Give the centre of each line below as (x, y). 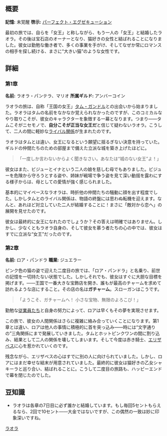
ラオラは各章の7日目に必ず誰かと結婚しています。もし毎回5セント (80, 405)
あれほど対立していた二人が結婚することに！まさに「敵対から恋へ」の (90, 205)
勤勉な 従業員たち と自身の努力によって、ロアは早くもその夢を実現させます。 (83, 310)
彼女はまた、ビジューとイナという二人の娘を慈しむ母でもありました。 (77, 169)
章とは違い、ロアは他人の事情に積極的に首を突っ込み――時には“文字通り (81, 327)
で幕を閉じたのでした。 (29, 375)
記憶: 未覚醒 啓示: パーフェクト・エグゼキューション (59, 22)
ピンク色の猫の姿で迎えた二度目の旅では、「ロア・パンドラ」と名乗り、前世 (83, 270)
